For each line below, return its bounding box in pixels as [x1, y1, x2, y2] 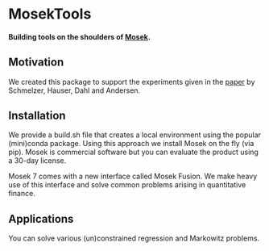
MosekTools [8, 5, 92, 23]
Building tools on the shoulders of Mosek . [8, 31, 151, 41]
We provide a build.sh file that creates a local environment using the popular [8, 130, 262, 140]
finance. [8, 189, 36, 199]
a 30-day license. [8, 156, 67, 165]
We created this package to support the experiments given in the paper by [8, 77, 255, 86]
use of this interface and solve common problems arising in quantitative [8, 180, 246, 190]
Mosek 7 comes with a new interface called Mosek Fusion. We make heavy [8, 171, 258, 182]
